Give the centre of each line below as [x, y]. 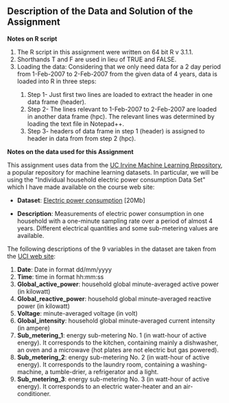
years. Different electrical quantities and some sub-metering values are [118, 228]
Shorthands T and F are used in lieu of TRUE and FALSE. [97, 59]
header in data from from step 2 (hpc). [82, 138]
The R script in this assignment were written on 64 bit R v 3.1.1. [105, 52]
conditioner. [34, 393]
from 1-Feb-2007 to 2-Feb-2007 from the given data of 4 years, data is [117, 74]
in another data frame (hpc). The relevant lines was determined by [121, 116]
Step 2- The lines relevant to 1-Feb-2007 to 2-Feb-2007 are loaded [122, 109]
